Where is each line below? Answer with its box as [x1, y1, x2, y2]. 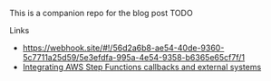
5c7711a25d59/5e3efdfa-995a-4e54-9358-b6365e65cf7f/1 [22, 52, 246, 62]
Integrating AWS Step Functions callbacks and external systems [22, 62, 262, 72]
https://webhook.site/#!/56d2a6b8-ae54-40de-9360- [22, 42, 225, 53]
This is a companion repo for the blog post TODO [9, 8, 193, 18]
